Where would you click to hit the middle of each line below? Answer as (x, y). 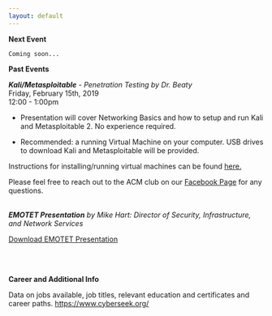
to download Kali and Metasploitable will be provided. (110, 150)
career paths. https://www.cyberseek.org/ (79, 303)
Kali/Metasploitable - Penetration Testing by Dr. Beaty (100, 84)
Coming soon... (34, 53)
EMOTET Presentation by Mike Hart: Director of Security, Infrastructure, (130, 215)
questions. (26, 190)
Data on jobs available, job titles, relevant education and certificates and (129, 295)
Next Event (28, 39)
